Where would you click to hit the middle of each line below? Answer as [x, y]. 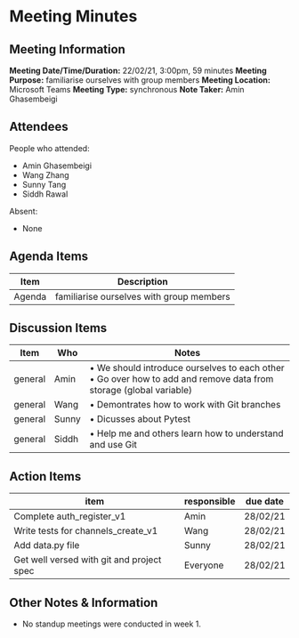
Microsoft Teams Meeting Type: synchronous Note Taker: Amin [127, 89]
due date [265, 502]
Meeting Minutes [73, 16]
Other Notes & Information [84, 602]
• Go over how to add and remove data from [182, 379]
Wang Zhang [45, 174]
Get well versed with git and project [88, 560]
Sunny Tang [44, 184]
